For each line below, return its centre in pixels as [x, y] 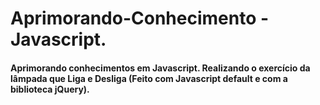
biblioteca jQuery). [50, 89]
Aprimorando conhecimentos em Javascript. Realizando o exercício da [160, 68]
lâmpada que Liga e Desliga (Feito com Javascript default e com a [149, 78]
